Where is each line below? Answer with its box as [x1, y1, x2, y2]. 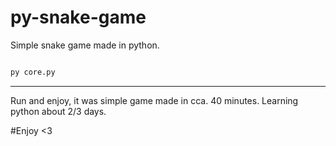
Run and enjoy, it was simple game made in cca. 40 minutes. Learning [10, 94, 299, 106]
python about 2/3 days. [10, 105, 107, 117]
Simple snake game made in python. [10, 39, 160, 51]
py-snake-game [10, 6, 147, 29]
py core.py [10, 67, 56, 77]
